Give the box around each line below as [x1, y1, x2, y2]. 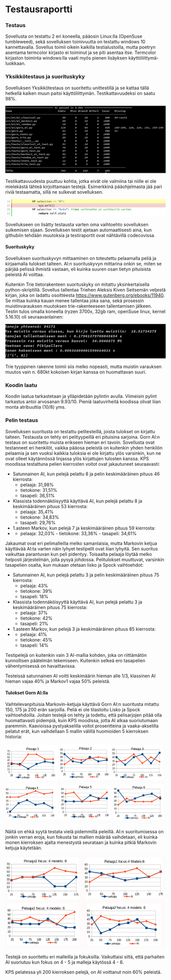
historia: [5, 733, 22, 739]
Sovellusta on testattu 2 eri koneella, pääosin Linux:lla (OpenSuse [5, 33, 142, 39]
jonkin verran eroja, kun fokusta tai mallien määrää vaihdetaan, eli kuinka [5, 834, 158, 840]
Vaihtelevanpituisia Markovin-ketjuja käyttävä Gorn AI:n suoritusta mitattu [5, 701, 159, 707]
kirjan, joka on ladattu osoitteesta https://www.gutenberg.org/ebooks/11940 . [5, 292, 165, 298]
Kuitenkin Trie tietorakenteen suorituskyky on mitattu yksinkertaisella [5, 281, 150, 287]
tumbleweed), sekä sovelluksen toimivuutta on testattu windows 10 [5, 39, 146, 45]
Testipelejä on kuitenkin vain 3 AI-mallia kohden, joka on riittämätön [5, 652, 147, 658]
